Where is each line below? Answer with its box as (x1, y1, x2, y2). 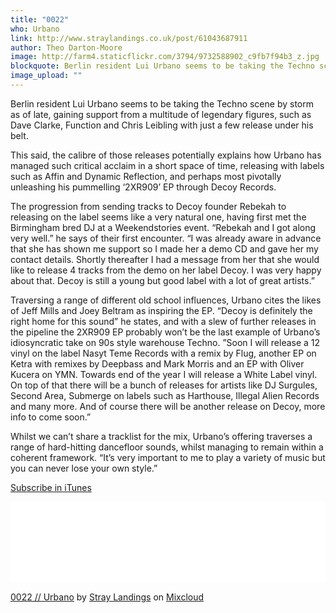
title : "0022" (10, 14, 70, 25)
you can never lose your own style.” (10, 462, 158, 474)
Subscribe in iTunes (10, 481, 92, 493)
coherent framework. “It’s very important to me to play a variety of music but (10, 451, 326, 463)
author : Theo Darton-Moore (10, 42, 123, 53)
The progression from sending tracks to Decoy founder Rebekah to (10, 200, 287, 212)
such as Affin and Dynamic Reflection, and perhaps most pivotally (10, 170, 282, 182)
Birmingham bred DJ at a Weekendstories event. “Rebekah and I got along (10, 221, 317, 233)
